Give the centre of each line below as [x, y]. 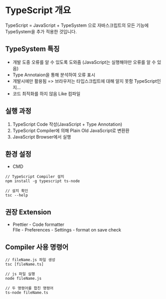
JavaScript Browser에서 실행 [42, 137]
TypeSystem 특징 [33, 49]
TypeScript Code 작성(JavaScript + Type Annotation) [67, 124]
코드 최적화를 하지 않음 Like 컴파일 [46, 93]
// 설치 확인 [17, 191]
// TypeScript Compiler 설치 [35, 177]
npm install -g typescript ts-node [43, 181]
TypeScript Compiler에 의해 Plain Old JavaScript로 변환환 [71, 130]
